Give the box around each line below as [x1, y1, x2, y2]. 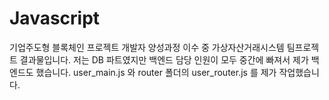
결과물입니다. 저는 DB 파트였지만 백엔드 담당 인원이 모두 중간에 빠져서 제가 [19, 53, 309, 66]
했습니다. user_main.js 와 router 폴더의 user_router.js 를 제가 [35, 66, 277, 78]
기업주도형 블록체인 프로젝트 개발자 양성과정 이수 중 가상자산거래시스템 [9, 41, 285, 53]
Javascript [9, 7, 101, 30]
